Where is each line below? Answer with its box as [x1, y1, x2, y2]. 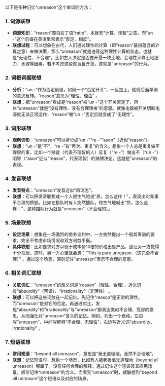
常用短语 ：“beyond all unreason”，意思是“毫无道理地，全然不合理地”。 [12, 351, 156, 357]
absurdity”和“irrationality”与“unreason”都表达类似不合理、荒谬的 [18, 307, 150, 312]
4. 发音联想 [5, 175, 32, 182]
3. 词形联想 [5, 125, 32, 132]
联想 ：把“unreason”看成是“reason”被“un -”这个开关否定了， [12, 99, 134, 105]
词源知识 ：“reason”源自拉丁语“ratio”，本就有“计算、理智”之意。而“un [12, 30, 153, 36]
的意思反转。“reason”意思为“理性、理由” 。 [12, 93, 100, 99]
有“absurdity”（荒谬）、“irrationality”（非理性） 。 [12, 288, 113, 294]
